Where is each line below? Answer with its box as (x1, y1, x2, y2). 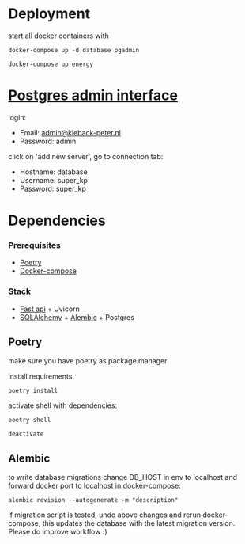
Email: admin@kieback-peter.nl (19, 127, 121, 137)
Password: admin (19, 136, 77, 146)
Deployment (8, 5, 91, 23)
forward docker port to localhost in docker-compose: (8, 481, 182, 491)
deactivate (8, 430, 44, 438)
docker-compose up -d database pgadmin (8, 46, 140, 54)
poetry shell (8, 417, 51, 424)
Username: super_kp (19, 175, 89, 185)
